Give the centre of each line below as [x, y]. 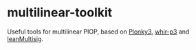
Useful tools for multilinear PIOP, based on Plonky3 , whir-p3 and [98, 32]
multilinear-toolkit [60, 13]
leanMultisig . [25, 38]
